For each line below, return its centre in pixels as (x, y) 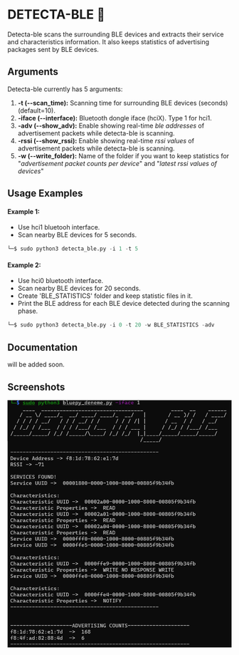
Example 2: (24, 265)
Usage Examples (45, 194)
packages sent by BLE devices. (53, 49)
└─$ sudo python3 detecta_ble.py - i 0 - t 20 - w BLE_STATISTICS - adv (111, 325)
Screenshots (36, 387)
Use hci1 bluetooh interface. (59, 227)
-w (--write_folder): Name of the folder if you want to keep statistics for (123, 155)
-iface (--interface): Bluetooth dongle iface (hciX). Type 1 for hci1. (115, 118)
